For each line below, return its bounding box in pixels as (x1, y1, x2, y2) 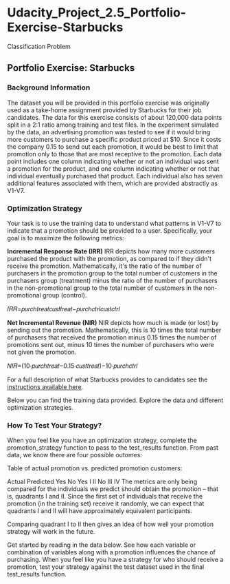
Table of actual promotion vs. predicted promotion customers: (7, 464, 183, 472)
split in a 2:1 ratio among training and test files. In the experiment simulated (7, 121, 219, 129)
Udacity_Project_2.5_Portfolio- (7, 5, 187, 21)
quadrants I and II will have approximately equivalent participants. (7, 507, 193, 515)
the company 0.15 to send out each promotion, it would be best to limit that (7, 143, 218, 151)
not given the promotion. (7, 348, 77, 356)
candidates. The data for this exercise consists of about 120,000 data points (7, 113, 222, 121)
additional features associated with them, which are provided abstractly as (7, 179, 218, 187)
